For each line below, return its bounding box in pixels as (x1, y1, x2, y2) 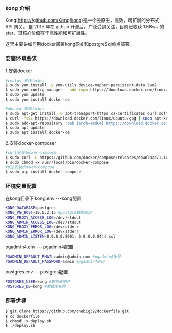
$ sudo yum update (5, 92, 45, 97)
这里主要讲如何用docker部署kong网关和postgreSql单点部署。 (5, 41, 134, 47)
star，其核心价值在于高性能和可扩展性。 (5, 30, 90, 36)
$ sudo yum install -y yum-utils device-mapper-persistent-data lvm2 (5, 83, 157, 88)
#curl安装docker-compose (5, 150, 57, 155)
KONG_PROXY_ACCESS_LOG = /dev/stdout (5, 214, 81, 220)
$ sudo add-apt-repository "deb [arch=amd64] (5, 121, 104, 126)
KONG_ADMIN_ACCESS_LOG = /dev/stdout (5, 220, 81, 225)
